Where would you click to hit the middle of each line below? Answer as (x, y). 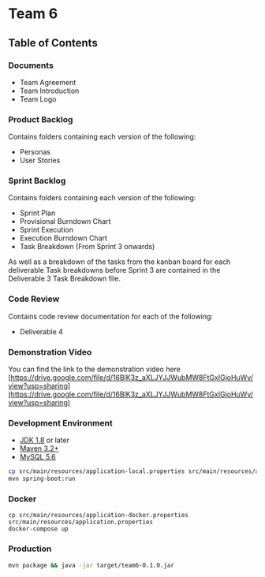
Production (30, 549)
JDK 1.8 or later (44, 440)
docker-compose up (38, 529)
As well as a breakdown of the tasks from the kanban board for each (119, 262)
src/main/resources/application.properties (81, 522)
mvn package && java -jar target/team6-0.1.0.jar (91, 565)
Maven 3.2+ (39, 449)
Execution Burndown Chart (63, 238)
